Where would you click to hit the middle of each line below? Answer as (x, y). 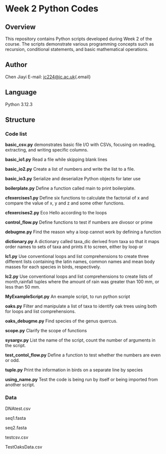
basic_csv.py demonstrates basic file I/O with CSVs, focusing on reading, (81, 145)
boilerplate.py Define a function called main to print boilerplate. (70, 188)
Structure (20, 120)
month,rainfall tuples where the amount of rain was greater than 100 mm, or (82, 282)
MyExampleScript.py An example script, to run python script (68, 297)
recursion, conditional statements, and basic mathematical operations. (77, 49)
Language (21, 92)
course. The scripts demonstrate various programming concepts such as (80, 44)
